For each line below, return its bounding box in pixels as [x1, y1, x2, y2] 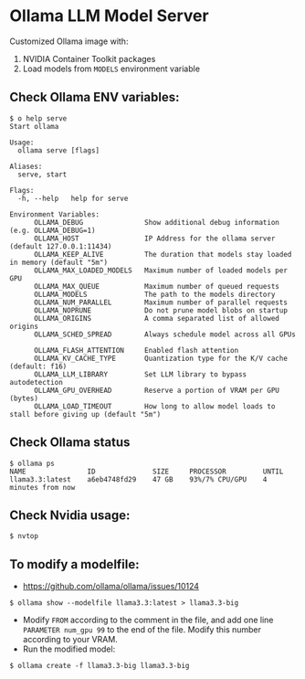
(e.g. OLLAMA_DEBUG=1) [9, 226, 96, 235]
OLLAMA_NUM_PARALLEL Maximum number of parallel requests [33, 298, 288, 307]
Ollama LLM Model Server [9, 5, 209, 27]
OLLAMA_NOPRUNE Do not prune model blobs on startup [33, 305, 288, 315]
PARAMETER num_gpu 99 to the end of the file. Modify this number [22, 624, 262, 635]
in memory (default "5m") [9, 258, 108, 267]
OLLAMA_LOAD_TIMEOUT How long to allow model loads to [33, 401, 276, 411]
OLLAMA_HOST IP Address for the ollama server [33, 234, 276, 243]
